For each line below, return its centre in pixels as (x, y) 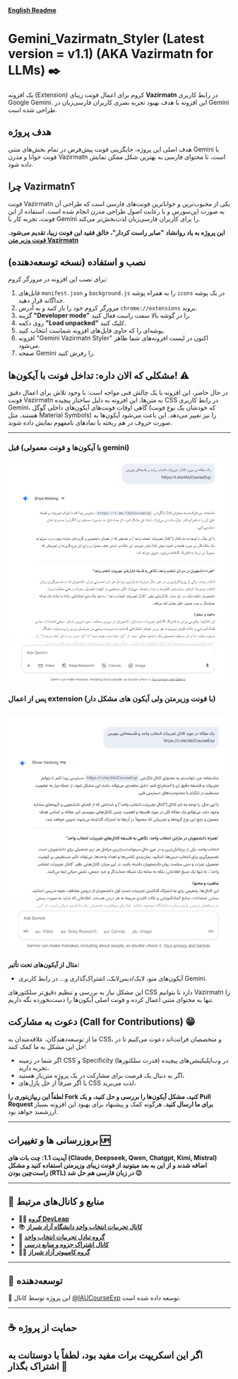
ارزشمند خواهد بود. (33, 1111)
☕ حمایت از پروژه (42, 1328)
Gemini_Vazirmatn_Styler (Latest (106, 39)
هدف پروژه (30, 132)
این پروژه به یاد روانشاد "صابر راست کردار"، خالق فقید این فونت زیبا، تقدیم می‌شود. (117, 232)
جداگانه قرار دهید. (42, 300)
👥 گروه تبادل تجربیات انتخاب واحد (61, 1237)
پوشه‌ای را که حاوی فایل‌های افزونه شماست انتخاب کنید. (91, 331)
